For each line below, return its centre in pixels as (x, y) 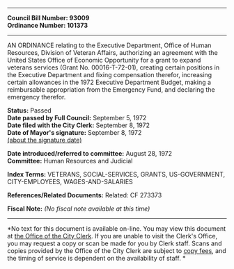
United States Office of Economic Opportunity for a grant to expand (104, 60)
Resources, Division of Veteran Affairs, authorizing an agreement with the (112, 52)
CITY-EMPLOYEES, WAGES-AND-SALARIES (70, 182)
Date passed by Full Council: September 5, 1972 (77, 118)
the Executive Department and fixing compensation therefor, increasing (110, 75)
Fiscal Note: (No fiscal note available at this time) (79, 209)
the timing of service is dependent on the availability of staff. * (96, 258)
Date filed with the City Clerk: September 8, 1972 (78, 125)
